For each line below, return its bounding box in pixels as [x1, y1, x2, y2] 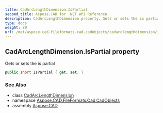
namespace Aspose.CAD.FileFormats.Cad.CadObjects [12, 97, 120, 103]
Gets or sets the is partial [5, 60, 55, 66]
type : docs [5, 20, 27, 26]
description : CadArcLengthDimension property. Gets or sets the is [5, 16, 145, 21]
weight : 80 [5, 25, 27, 30]
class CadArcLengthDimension [12, 92, 74, 98]
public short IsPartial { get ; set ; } [5, 70, 83, 75]
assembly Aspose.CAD [12, 102, 58, 108]
